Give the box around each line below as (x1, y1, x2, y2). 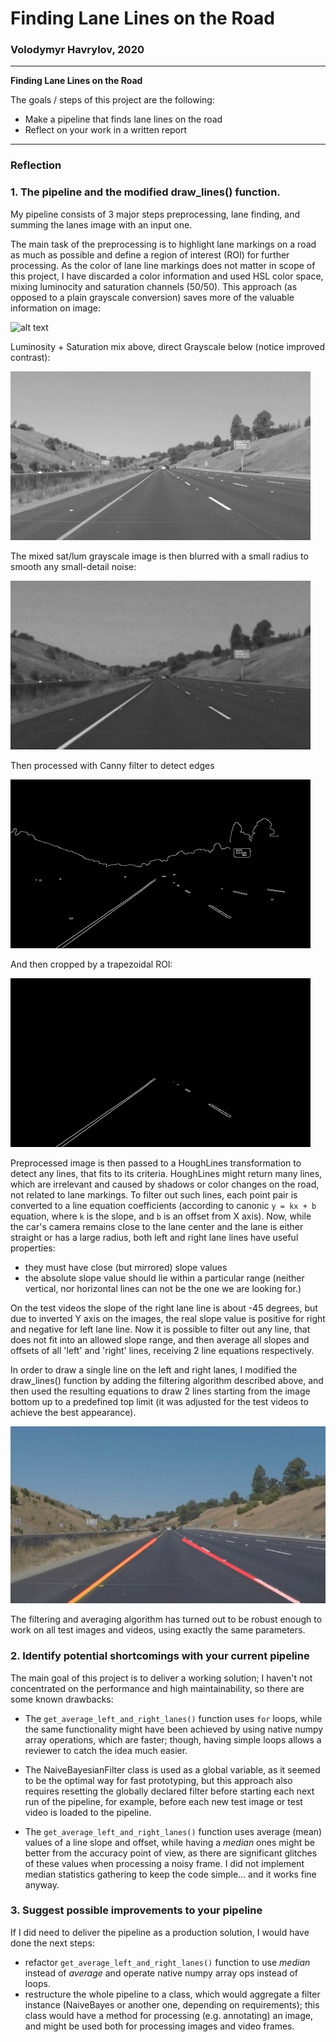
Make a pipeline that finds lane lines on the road (24, 113, 223, 126)
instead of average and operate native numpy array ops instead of (24, 1967, 299, 1979)
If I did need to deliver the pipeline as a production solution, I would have (10, 1926, 310, 1938)
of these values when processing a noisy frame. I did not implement (24, 1857, 305, 1869)
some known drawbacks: (10, 1693, 114, 1705)
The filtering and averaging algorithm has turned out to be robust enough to (10, 1613, 323, 1626)
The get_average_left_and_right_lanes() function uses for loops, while (24, 1712, 323, 1724)
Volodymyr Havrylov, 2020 (10, 43, 145, 57)
